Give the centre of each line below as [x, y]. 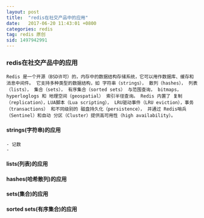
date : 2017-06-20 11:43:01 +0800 [51, 23]
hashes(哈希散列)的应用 [37, 179]
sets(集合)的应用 [27, 194]
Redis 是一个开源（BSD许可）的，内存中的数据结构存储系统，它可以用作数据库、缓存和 [100, 77]
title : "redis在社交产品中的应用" [47, 18]
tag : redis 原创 [26, 35]
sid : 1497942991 [27, 40]
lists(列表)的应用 [27, 164]
